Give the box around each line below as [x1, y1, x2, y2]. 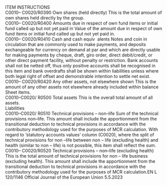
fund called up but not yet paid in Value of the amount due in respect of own [5, 25, 162, 31]
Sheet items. [5, 89, 31, 95]
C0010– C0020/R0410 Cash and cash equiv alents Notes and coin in [5, 36, 147, 42]
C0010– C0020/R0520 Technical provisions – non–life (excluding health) [5, 147, 154, 153]
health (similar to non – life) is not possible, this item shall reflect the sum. [5, 142, 156, 148]
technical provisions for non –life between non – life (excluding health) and [5, 137, 158, 143]
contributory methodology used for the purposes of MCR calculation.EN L [5, 169, 157, 174]
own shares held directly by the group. [5, 15, 85, 20]
